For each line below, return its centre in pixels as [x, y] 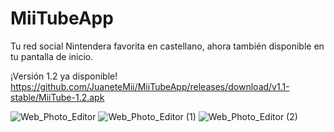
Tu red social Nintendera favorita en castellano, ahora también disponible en [167, 46]
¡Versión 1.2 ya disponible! [64, 76]
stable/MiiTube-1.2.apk [57, 97]
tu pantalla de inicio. [52, 56]
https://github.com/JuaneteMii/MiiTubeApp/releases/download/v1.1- [150, 86]
